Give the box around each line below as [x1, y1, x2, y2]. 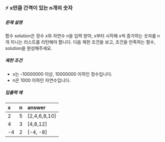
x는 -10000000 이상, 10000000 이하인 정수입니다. [12, 71, 112, 77]
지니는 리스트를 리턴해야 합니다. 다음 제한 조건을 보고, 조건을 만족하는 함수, [10, 39, 156, 45]
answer [27, 104, 46, 111]
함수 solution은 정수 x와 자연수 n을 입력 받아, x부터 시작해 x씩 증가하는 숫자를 [5, 32, 156, 38]
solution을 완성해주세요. [5, 45, 52, 51]
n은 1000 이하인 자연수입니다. [12, 77, 71, 83]
